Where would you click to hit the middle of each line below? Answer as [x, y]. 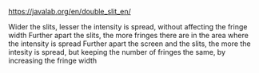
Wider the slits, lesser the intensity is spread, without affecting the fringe [128, 27]
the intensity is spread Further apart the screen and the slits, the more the [129, 44]
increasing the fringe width [53, 60]
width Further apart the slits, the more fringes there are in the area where [129, 35]
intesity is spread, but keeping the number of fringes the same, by [117, 52]
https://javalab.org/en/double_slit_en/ [70, 12]
